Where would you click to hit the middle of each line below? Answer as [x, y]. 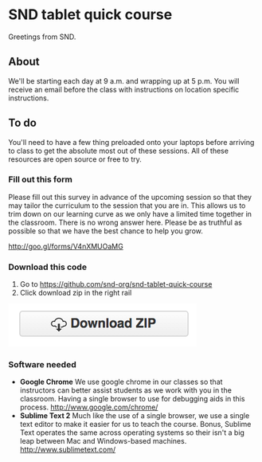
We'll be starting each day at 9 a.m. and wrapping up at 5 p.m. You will [124, 80]
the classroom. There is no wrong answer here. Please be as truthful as [125, 222]
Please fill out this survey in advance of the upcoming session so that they [130, 197]
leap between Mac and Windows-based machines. [103, 441]
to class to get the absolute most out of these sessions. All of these [119, 151]
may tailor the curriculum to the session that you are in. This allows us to [127, 206]
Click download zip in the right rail [76, 293]
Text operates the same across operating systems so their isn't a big [132, 433]
